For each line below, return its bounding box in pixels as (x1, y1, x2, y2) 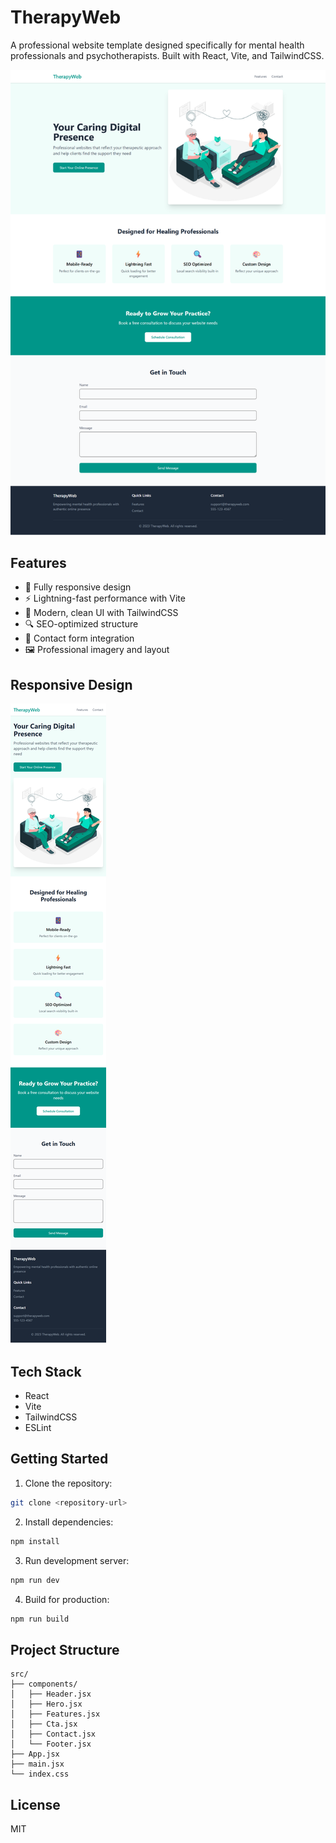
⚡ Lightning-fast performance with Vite (24, 592, 186, 605)
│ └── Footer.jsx (10, 1739, 92, 1750)
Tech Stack (10, 1363, 82, 1380)
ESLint (24, 1422, 52, 1434)
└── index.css (10, 1769, 70, 1780)
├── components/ (10, 1679, 78, 1690)
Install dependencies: (24, 1516, 114, 1528)
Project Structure (10, 1641, 120, 1658)
